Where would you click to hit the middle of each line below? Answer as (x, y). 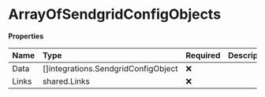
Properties (26, 36)
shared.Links (66, 81)
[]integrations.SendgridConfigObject (110, 68)
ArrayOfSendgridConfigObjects (115, 14)
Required (203, 55)
